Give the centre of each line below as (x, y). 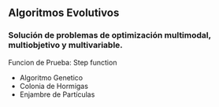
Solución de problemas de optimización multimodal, (109, 35)
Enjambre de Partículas (57, 94)
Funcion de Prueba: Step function (63, 62)
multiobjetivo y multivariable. (66, 45)
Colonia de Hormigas (54, 86)
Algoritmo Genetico (51, 77)
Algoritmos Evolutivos (64, 13)
